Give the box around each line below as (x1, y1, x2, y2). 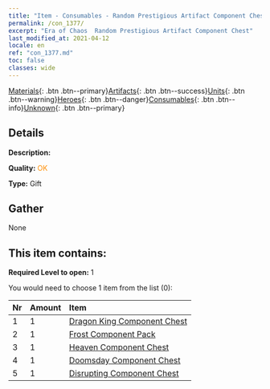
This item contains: (8, 246, 107, 260)
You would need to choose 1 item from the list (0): (8, 283, 173, 293)
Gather (8, 201, 44, 215)
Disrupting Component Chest (68, 368, 179, 379)
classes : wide (8, 64, 56, 72)
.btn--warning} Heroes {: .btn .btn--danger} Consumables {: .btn (8, 94, 215, 104)
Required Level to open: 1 (8, 268, 94, 278)
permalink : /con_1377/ (8, 19, 84, 27)
